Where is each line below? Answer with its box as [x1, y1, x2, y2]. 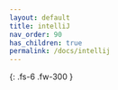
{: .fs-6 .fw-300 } [9, 71, 74, 82]
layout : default [9, 13, 70, 22]
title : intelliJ [9, 22, 70, 31]
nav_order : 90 [9, 30, 63, 39]
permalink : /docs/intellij [9, 47, 111, 56]
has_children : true [9, 38, 83, 48]
